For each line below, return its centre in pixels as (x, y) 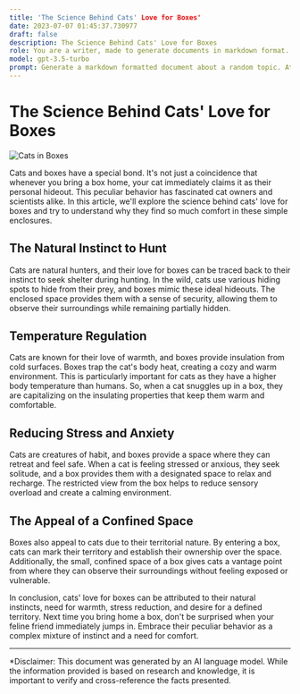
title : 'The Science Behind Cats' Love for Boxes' (105, 17)
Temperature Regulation (78, 336)
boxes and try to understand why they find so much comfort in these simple (149, 210)
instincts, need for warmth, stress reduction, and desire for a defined (136, 607)
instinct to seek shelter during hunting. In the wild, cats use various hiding (145, 279)
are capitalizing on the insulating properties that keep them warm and (137, 395)
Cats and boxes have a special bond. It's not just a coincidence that (133, 173)
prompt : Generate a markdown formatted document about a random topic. (145, 68)
